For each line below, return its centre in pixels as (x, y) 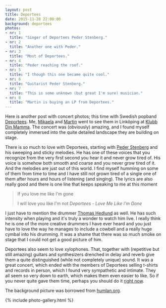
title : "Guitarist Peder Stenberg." (47, 84)
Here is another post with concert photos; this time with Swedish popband (81, 116)
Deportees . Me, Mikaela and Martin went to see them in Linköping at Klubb (81, 122)
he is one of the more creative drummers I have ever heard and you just (78, 224)
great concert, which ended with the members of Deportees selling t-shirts (82, 265)
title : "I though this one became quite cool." (60, 75)
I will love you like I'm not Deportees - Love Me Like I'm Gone (80, 204)
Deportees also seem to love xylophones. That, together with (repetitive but (82, 249)
